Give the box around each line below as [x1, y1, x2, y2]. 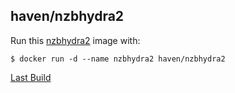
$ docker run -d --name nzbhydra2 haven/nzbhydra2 [10, 54, 226, 64]
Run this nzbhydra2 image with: [10, 34, 141, 46]
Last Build [10, 71, 52, 83]
